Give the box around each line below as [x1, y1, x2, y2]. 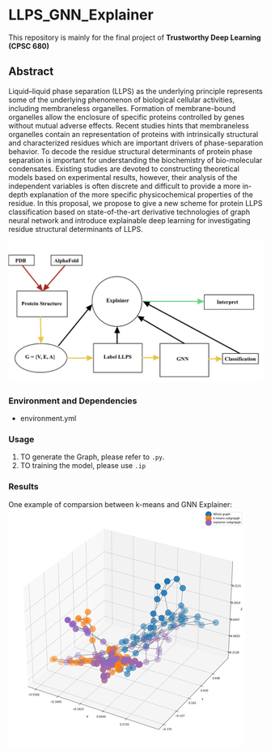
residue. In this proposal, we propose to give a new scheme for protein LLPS [8, 198, 263, 208]
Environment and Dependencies [8, 395, 138, 407]
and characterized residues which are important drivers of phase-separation [8, 138, 264, 148]
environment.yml [19, 414, 77, 424]
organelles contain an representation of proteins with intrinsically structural [8, 129, 259, 139]
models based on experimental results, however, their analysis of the [8, 172, 238, 182]
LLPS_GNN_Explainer [8, 6, 154, 24]
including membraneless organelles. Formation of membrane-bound [8, 103, 236, 113]
